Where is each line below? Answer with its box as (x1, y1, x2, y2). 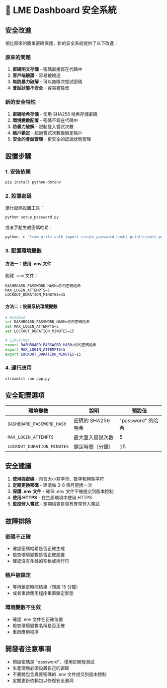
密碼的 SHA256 (74, 417, 110, 424)
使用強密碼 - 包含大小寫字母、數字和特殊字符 (12, 476, 104, 482)
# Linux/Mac (5, 338, 30, 343)
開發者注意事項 (5, 645, 51, 653)
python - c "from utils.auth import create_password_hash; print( (5, 234, 143, 240)
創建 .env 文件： (5, 273, 39, 279)
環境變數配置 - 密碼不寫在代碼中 (12, 117, 79, 123)
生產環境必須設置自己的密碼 (12, 665, 70, 671)
